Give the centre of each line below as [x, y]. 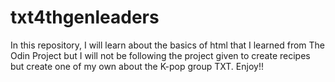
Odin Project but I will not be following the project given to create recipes [160, 55]
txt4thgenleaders [85, 17]
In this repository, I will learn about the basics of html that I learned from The [167, 45]
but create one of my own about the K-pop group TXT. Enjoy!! [137, 66]
